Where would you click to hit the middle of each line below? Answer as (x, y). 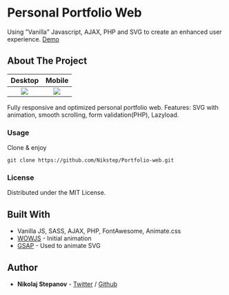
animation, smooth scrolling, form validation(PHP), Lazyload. (93, 115)
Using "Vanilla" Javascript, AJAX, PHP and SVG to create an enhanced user (114, 32)
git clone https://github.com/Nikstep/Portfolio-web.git (91, 160)
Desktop (25, 80)
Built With (29, 215)
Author (22, 267)
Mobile (57, 80)
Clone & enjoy (27, 148)
